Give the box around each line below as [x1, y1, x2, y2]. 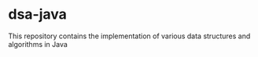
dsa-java [8, 5, 67, 23]
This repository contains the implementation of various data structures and [8, 31, 251, 41]
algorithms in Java [8, 39, 68, 48]
